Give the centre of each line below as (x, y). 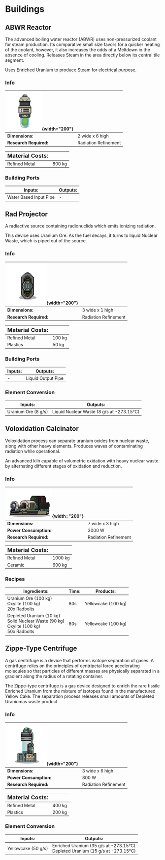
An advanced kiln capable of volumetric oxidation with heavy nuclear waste (82, 460)
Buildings (25, 9)
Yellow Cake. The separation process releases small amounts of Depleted (80, 696)
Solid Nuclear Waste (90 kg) (36, 621)
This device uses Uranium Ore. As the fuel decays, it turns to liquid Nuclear (82, 235)
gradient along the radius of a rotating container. (54, 676)
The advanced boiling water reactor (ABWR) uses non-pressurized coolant (81, 39)
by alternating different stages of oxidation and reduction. (64, 466)
